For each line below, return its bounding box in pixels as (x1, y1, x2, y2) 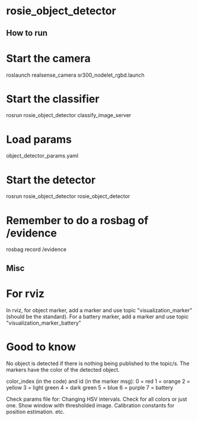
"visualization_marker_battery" (6, 319, 82, 326)
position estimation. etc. (6, 408, 65, 415)
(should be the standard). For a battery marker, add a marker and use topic (6, 313, 189, 320)
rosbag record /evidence (6, 246, 67, 253)
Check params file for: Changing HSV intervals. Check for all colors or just (6, 395, 187, 403)
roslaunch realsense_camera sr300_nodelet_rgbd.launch (6, 71, 145, 78)
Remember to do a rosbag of (6, 213, 149, 227)
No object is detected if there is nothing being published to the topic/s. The (6, 360, 190, 367)
